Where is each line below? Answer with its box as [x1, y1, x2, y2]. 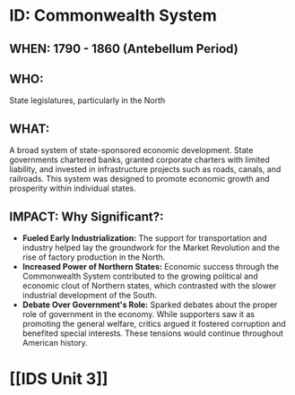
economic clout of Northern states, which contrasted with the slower [22, 280, 277, 291]
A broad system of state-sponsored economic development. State [9, 145, 254, 156]
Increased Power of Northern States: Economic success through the [22, 262, 280, 272]
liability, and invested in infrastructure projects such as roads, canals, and [9, 164, 282, 175]
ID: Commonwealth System [9, 5, 217, 26]
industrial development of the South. [22, 290, 158, 301]
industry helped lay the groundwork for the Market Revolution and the [22, 243, 281, 253]
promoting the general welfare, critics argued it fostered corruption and [22, 319, 287, 330]
